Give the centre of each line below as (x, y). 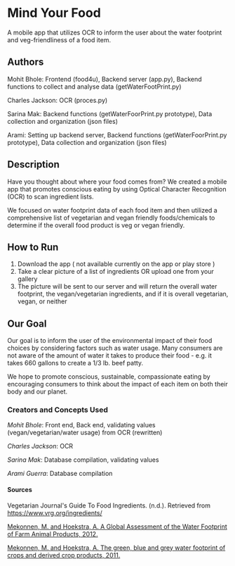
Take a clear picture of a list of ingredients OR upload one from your (115, 272)
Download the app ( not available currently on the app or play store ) (116, 264)
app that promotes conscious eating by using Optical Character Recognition (117, 189)
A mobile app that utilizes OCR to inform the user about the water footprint (115, 32)
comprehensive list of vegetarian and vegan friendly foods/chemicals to (111, 218)
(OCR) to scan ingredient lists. (51, 196)
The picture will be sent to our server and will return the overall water (117, 287)
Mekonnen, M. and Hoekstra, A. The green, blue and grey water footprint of (116, 548)
